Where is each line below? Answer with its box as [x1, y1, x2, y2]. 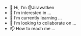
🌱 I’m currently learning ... [9, 15, 62, 20]
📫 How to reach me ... [9, 26, 55, 31]
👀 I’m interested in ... [9, 10, 52, 16]
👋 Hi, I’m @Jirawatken [9, 5, 54, 10]
